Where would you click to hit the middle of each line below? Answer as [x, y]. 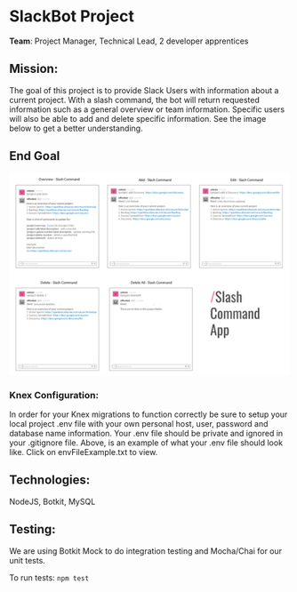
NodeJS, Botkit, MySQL [52, 501]
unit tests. [28, 560]
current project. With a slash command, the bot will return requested [135, 100]
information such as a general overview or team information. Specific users [147, 109]
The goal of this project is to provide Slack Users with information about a [144, 90]
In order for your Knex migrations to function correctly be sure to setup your [148, 414]
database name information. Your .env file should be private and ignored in [146, 434]
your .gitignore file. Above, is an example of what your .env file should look [146, 443]
